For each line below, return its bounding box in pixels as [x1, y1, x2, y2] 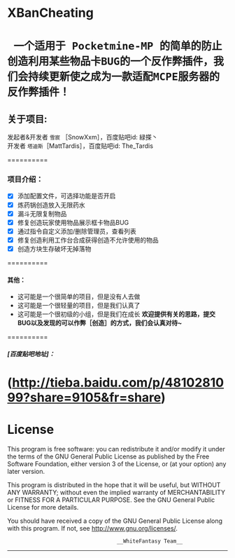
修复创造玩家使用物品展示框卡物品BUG [17, 218, 129, 226]
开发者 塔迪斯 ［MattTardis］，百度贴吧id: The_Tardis [7, 142, 154, 150]
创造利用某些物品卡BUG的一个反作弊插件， [7, 55, 214, 68]
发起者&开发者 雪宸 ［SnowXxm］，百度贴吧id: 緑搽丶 [7, 133, 158, 142]
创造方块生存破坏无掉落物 [17, 244, 92, 253]
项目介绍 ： [7, 175, 43, 184]
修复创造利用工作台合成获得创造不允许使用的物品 [17, 236, 159, 244]
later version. [7, 467, 45, 475]
